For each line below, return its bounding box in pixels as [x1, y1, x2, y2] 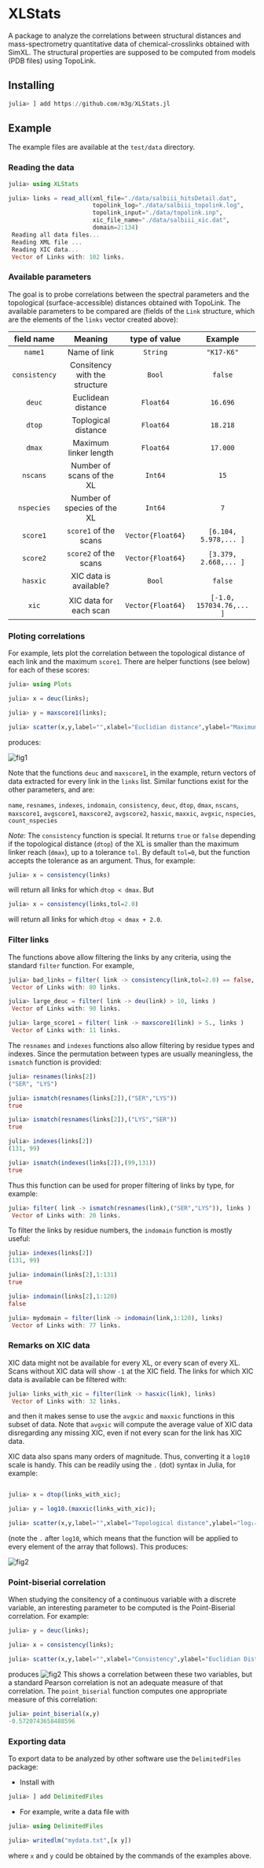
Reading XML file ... [11, 238, 82, 246]
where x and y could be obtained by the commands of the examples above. [8, 1851, 251, 1860]
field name [13, 333, 55, 344]
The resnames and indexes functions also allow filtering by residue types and [8, 1040, 255, 1050]
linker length [68, 447, 114, 458]
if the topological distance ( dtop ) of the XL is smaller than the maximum [8, 839, 240, 848]
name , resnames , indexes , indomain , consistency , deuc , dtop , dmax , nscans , [8, 800, 239, 809]
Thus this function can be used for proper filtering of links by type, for [8, 1180, 235, 1190]
